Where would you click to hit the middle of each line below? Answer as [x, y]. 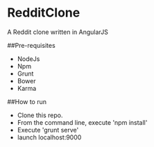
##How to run [27, 101]
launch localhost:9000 [49, 137]
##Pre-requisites [31, 45]
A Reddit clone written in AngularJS [58, 32]
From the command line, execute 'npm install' [82, 122]
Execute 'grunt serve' [48, 130]
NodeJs [28, 59]
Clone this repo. [40, 115]
